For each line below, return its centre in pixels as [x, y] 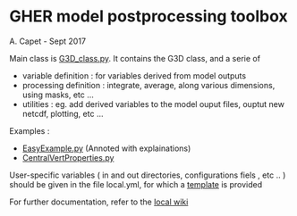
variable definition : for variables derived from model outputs [134, 75]
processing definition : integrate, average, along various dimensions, [148, 85]
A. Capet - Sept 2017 [48, 41]
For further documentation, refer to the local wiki [99, 202]
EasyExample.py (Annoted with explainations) [106, 148]
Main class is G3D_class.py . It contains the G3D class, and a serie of [135, 58]
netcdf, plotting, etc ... [63, 113]
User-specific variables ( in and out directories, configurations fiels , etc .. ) [148, 175]
